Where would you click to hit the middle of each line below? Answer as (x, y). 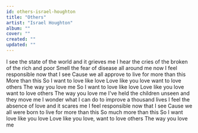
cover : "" (18, 34)
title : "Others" (26, 17)
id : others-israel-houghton (41, 12)
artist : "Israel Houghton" (40, 23)
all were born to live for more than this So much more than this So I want (95, 112)
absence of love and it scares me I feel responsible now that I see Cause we (99, 106)
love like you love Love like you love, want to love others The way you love (97, 118)
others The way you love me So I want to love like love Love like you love (95, 87)
